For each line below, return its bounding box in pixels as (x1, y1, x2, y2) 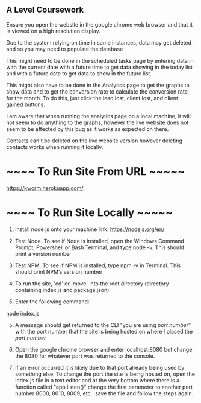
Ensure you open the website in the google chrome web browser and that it (6, 21, 193, 28)
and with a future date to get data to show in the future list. (6, 69, 152, 77)
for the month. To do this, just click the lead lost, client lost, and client (6, 94, 179, 101)
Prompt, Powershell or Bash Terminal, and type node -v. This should (14, 244, 185, 251)
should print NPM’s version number (14, 268, 103, 275)
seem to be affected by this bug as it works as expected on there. (6, 125, 169, 132)
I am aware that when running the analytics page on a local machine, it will (6, 112, 191, 119)
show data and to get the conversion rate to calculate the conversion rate (6, 87, 188, 95)
